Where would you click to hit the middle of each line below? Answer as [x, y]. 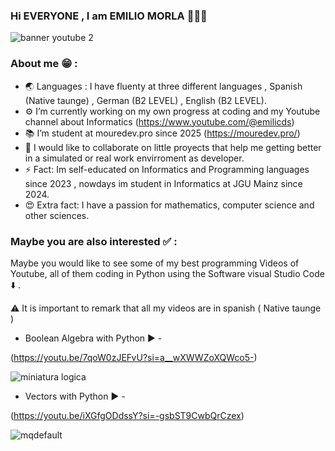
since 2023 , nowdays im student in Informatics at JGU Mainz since [163, 183]
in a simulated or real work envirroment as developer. [134, 158]
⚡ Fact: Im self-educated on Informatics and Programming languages [167, 169]
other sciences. [57, 215]
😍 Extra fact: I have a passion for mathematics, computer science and [169, 205]
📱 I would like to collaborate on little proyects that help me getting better [173, 147]
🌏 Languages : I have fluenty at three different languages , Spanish [163, 86]
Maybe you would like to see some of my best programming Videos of [155, 263]
